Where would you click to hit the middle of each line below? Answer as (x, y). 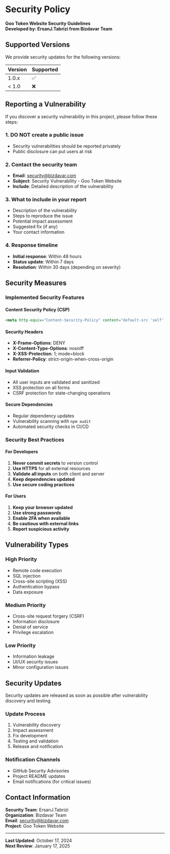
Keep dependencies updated (44, 479)
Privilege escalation (33, 632)
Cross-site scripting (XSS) (40, 581)
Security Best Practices (35, 440)
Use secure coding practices (44, 484)
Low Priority (21, 645)
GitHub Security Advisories (41, 771)
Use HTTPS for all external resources (51, 468)
